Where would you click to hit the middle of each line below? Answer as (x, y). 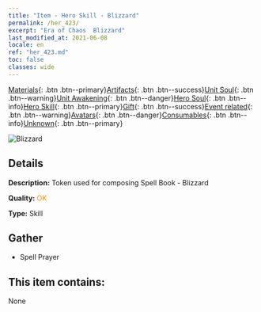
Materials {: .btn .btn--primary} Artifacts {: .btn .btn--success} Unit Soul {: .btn (131, 89)
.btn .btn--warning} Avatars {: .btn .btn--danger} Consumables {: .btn (117, 115)
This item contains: (57, 282)
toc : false (26, 60)
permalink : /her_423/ (44, 23)
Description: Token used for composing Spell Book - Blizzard (108, 182)
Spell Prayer (40, 257)
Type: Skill (26, 213)
